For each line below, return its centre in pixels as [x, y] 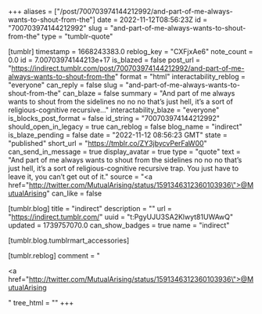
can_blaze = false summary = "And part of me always [149, 93]
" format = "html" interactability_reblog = [180, 77]
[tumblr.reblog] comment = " [54, 256]
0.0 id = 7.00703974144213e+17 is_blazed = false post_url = [104, 60]
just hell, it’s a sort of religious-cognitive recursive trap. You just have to [124, 168]
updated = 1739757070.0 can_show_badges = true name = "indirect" [119, 225]
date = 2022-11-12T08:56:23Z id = [152, 20]
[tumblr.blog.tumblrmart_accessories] [69, 240]
